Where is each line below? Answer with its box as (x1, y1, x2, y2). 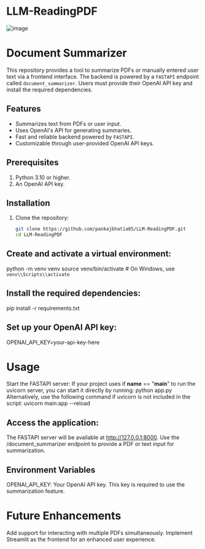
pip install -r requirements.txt (6, 304, 80, 312)
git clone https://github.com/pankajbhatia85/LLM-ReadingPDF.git (15, 226, 186, 232)
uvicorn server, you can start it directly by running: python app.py (6, 386, 172, 394)
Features (6, 104, 41, 114)
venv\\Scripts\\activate (6, 271, 70, 277)
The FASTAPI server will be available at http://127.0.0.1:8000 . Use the (6, 434, 180, 441)
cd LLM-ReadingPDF (15, 232, 63, 238)
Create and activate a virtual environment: (6, 248, 172, 259)
